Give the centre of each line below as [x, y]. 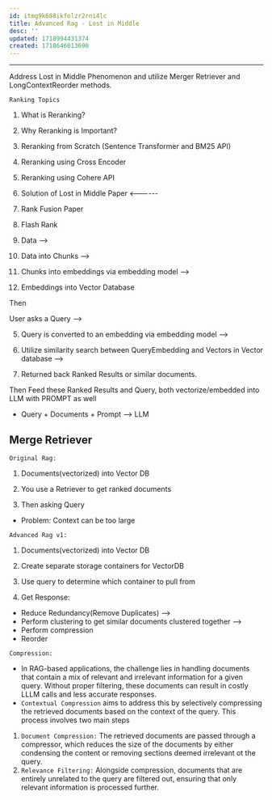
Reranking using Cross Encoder [73, 162]
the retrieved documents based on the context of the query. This [128, 711]
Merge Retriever [51, 440]
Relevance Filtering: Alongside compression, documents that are [132, 770]
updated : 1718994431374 [49, 38]
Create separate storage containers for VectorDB [103, 565]
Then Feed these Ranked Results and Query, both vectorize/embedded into [134, 390]
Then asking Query [53, 504]
